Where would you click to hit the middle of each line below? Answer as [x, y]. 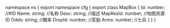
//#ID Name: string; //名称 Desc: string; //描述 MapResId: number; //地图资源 [85, 13]
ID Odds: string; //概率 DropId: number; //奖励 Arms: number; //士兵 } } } [81, 20]
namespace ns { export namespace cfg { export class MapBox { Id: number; [85, 7]
